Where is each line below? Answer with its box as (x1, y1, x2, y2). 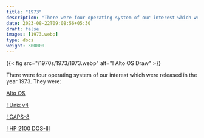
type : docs (6, 37, 34, 43)
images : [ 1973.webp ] (6, 32, 59, 38)
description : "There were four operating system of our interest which (6, 15, 191, 21)
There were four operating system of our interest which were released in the (6, 71, 197, 78)
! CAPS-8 (6, 113, 30, 120)
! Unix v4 (6, 101, 29, 108)
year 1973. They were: (6, 77, 62, 85)
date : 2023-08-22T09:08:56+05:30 (6, 20, 91, 26)
